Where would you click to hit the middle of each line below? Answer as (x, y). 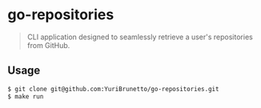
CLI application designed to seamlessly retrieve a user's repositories (140, 37)
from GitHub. (48, 45)
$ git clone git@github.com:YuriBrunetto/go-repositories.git (113, 89)
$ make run (26, 96)
